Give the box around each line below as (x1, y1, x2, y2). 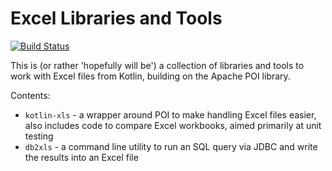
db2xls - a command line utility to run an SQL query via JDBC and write (24, 140, 318, 152)
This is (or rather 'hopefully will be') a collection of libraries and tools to (10, 59, 305, 71)
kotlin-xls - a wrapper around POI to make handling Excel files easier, (24, 108, 317, 121)
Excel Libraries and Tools (10, 7, 223, 30)
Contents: (10, 89, 51, 101)
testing (24, 130, 54, 142)
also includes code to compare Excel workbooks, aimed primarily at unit (24, 119, 322, 131)
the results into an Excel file (24, 151, 139, 163)
